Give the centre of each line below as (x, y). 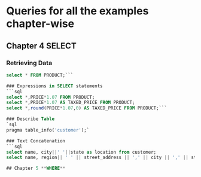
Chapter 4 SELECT (41, 46)
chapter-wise (40, 24)
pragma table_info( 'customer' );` (48, 130)
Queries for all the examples (77, 11)
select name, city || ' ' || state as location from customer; (81, 152)
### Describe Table (31, 119)
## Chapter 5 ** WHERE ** (36, 169)
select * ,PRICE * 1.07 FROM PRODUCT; (51, 97)
